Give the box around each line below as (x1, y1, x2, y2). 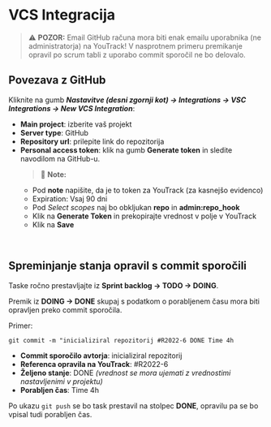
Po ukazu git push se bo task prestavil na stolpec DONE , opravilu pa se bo (8, 400, 259, 411)
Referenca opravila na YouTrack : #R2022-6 (19, 359, 169, 369)
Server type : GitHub (19, 127, 89, 137)
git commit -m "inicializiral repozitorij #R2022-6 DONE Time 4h (8, 336, 234, 344)
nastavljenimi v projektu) (19, 376, 103, 386)
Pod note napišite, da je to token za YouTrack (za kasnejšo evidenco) (32, 185, 264, 195)
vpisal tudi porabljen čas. (8, 409, 92, 419)
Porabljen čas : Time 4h (19, 385, 100, 395)
